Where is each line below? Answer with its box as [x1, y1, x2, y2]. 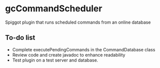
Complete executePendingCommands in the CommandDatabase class [12, 46, 156, 52]
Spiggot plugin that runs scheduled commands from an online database [5, 19, 151, 25]
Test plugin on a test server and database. [12, 57, 98, 63]
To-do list [5, 34, 36, 42]
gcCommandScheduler [5, 3, 103, 14]
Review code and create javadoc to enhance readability [12, 52, 125, 58]
